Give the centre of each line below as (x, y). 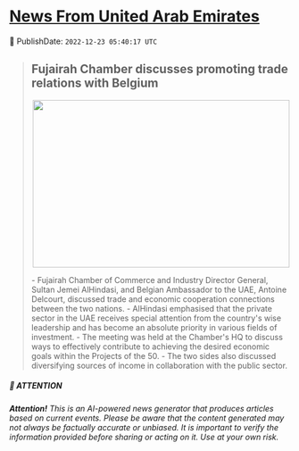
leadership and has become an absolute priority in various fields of (154, 327)
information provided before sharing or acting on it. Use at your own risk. (144, 437)
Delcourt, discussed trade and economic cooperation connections (153, 299)
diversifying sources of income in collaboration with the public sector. (159, 365)
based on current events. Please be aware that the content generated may (147, 418)
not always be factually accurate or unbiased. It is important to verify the (144, 427)
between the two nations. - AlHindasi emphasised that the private (151, 308)
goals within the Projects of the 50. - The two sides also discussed (154, 355)
